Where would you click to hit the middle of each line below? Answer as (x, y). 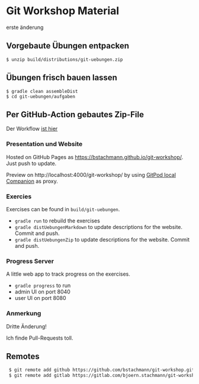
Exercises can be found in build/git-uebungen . (63, 209)
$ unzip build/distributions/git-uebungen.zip (65, 59)
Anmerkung (24, 314)
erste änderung (25, 27)
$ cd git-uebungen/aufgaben (41, 96)
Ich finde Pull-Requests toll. (40, 338)
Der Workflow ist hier (32, 129)
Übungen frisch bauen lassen (62, 78)
